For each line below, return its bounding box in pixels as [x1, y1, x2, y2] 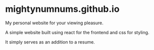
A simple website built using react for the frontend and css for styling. [5, 29, 149, 35]
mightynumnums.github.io [5, 3, 120, 15]
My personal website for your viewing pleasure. [5, 20, 104, 26]
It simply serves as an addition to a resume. [5, 39, 95, 45]
